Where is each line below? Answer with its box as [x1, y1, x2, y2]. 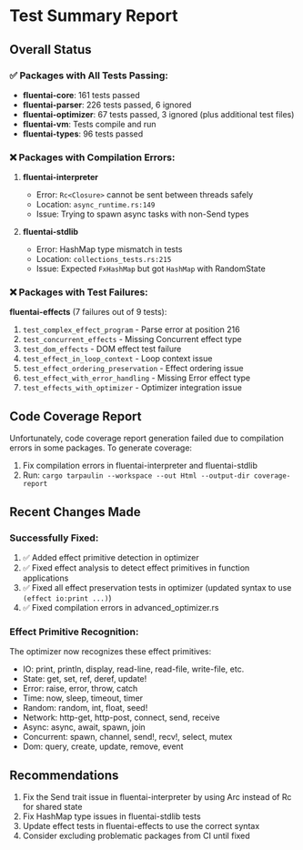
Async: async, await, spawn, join [22, 722, 146, 733]
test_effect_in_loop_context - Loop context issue [22, 353, 213, 364]
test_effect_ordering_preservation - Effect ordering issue [22, 363, 244, 374]
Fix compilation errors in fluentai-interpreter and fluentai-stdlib [22, 460, 258, 471]
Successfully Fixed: [9, 531, 99, 544]
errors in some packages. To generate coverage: [9, 442, 193, 453]
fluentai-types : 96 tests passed [22, 128, 144, 139]
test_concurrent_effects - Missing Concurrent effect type [22, 334, 243, 345]
